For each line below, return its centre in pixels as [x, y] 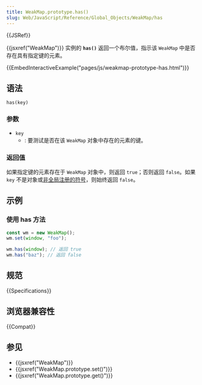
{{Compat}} [21, 326]
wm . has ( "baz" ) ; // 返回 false [44, 255]
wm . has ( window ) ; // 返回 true [44, 249]
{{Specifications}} [29, 290]
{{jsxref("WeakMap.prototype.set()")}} [64, 369]
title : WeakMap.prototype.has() [47, 12]
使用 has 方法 [26, 219]
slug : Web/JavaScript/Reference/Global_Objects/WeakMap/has [85, 18]
